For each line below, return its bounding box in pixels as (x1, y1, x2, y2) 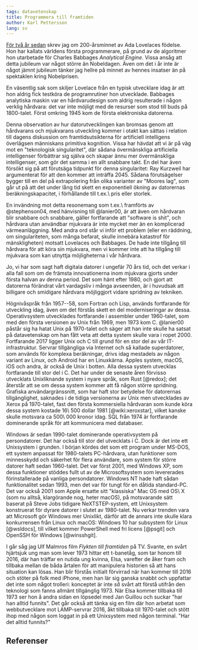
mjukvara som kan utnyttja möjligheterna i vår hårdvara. (6, 252, 142, 259)
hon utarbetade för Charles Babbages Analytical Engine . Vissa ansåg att (6, 54, 182, 61)
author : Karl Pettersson (6, 20, 67, 25)
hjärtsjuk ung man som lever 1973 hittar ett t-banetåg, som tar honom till (6, 549, 182, 556)
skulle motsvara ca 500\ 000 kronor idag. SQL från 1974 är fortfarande (6, 413, 178, 420)
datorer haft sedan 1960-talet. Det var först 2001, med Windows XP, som (6, 462, 183, 469)
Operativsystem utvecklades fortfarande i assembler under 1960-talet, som (6, 313, 189, 320)
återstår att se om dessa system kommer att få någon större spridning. (6, 382, 178, 389)
